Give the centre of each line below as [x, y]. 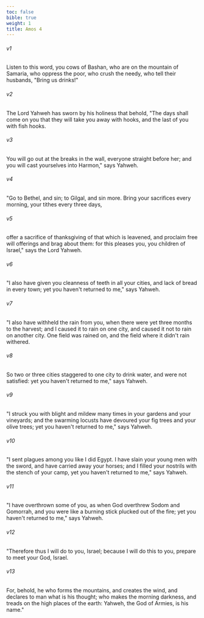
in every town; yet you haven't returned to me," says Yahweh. [83, 289]
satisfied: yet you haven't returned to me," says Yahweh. [77, 381]
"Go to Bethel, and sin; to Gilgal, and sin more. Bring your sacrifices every [99, 198]
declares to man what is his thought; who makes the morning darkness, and [101, 597]
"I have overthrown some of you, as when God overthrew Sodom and [93, 505]
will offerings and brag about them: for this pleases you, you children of [96, 244]
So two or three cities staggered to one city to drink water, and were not [97, 374]
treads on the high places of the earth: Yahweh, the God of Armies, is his [97, 603]
